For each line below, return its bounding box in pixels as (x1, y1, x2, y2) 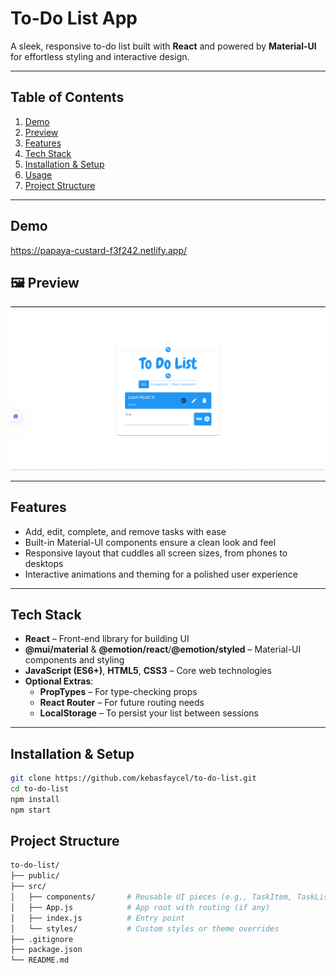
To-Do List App (10, 7, 138, 30)
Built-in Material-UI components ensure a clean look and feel (24, 536, 277, 548)
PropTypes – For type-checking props (39, 686, 198, 698)
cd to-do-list (10, 784, 70, 794)
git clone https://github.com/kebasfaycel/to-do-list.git (10, 773, 257, 784)
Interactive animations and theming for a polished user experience (24, 568, 298, 580)
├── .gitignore (10, 934, 74, 944)
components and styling (24, 654, 125, 666)
